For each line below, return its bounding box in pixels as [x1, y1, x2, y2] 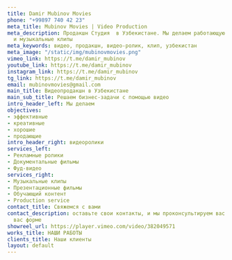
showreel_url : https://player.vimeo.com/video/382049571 [7, 223, 176, 229]
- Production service [7, 197, 70, 205]
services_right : [7, 171, 54, 178]
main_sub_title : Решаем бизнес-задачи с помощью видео [7, 94, 169, 101]
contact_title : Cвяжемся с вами [7, 204, 101, 211]
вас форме [13, 216, 42, 223]
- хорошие [7, 126, 36, 133]
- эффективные [7, 113, 49, 120]
